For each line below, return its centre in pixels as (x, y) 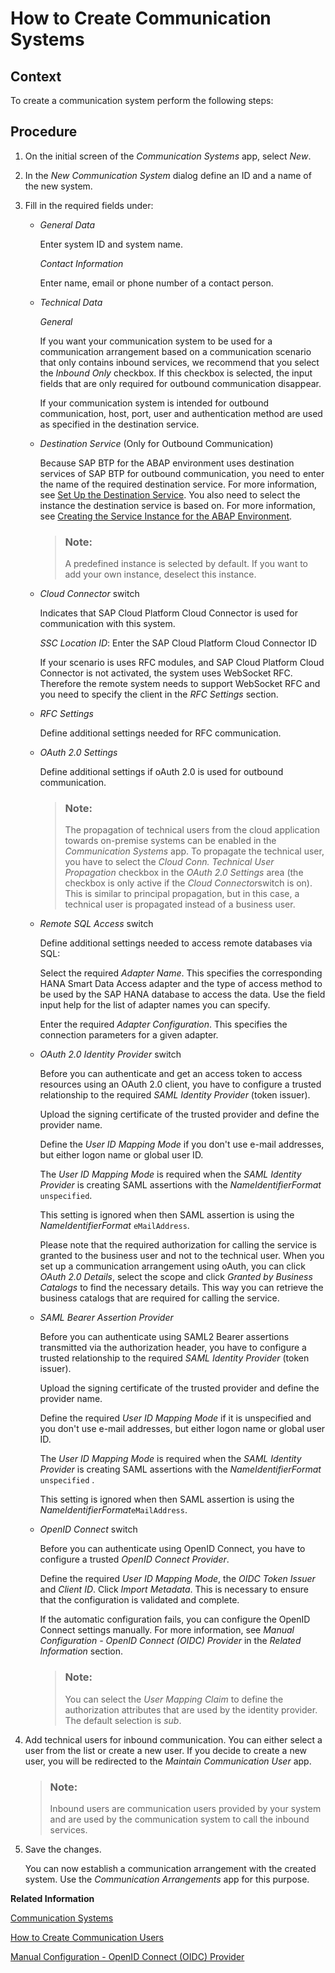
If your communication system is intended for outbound (154, 403)
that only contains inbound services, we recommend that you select (179, 362)
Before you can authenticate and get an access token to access (171, 1074)
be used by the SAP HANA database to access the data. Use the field (182, 994)
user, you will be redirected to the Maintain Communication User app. (168, 1761)
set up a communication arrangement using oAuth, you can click (172, 1266)
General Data (67, 224)
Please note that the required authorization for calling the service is (178, 1245)
